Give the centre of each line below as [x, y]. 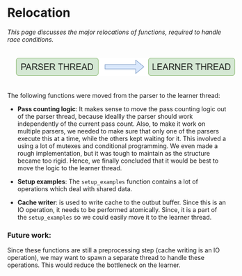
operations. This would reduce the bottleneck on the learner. [94, 265]
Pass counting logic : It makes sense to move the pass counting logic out [122, 108]
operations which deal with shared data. [75, 188]
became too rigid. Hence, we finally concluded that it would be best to [118, 161]
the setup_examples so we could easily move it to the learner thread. [114, 217]
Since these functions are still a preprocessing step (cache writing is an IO [114, 250]
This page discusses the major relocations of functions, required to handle [114, 32]
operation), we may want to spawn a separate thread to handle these [106, 257]
